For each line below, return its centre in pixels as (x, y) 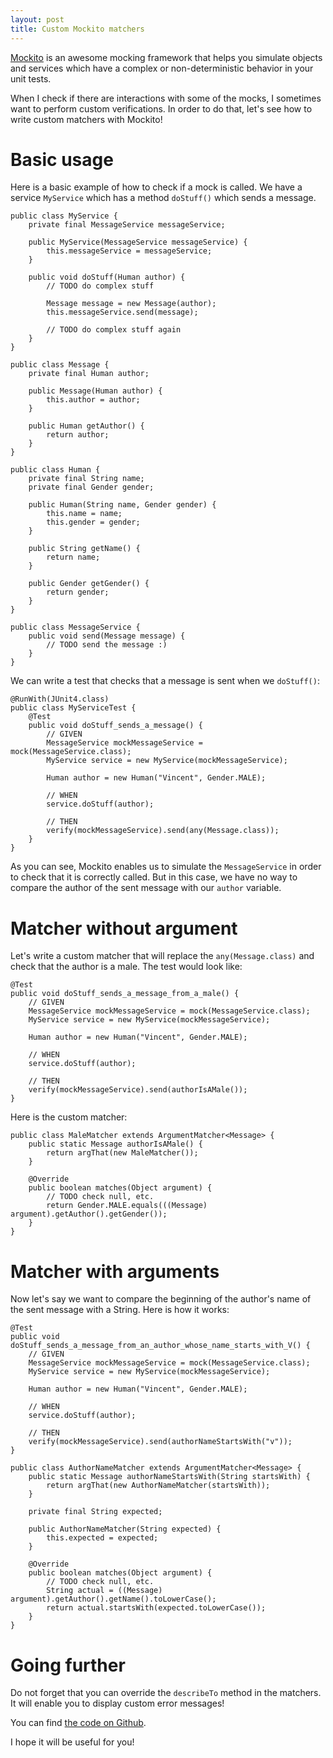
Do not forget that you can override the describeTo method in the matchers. (166, 1693)
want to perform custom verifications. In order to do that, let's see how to (161, 108)
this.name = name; (84, 514)
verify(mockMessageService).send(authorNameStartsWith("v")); (160, 1442)
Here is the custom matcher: (69, 1117)
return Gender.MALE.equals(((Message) (127, 1206)
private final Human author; (89, 374)
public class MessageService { (75, 627)
